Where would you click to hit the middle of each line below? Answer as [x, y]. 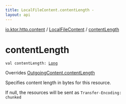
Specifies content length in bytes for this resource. [58, 83]
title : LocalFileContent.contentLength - [50, 10]
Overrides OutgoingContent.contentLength [50, 73]
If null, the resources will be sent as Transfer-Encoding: [64, 93]
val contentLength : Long [31, 63]
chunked [13, 97]
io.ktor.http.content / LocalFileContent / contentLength [62, 29]
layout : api [18, 15]
